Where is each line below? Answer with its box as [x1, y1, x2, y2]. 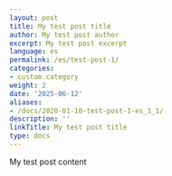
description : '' [9, 114, 71, 123]
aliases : [9, 97, 43, 107]
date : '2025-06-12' [9, 89, 83, 98]
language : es [9, 47, 59, 56]
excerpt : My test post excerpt [9, 38, 128, 48]
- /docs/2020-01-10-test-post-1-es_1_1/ [9, 106, 165, 115]
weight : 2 [9, 81, 47, 90]
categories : [9, 64, 54, 73]
